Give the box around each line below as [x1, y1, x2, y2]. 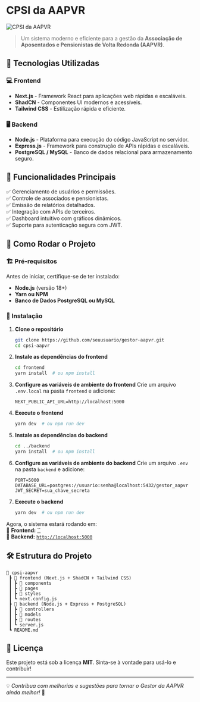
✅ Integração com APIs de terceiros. [6, 208, 96, 215]
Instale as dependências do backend [14, 432, 108, 439]
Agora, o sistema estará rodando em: [6, 520, 97, 527]
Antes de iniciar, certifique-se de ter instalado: [6, 273, 120, 280]
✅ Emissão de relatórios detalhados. [6, 201, 95, 208]
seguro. [14, 155, 34, 162]
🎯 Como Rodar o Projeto [6, 239, 96, 249]
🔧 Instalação [6, 312, 43, 320]
